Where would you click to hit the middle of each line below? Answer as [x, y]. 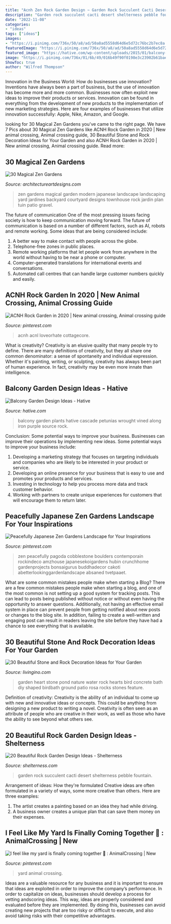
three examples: [22, 796]
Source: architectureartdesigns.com [43, 184]
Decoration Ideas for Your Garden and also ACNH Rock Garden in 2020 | [81, 141]
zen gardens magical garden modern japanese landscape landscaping [91, 194]
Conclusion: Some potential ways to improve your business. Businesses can [85, 436]
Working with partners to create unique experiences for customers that [87, 494]
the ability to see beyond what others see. [49, 719]
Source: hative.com [26, 411]
